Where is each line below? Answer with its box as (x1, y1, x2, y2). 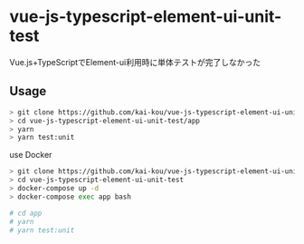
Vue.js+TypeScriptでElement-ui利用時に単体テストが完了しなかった (9, 56, 261, 67)
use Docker (9, 150, 52, 161)
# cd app (9, 209, 43, 218)
